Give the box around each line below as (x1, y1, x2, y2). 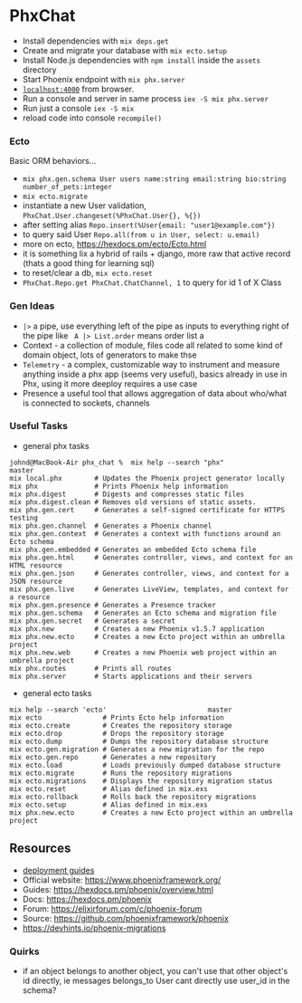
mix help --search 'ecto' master (9, 705, 232, 714)
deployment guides (22, 864, 95, 875)
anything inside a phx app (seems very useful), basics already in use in (22, 368, 288, 379)
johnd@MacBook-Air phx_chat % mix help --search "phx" (9, 458, 224, 467)
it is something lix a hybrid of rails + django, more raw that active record (22, 248, 291, 259)
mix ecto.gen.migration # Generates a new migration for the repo (9, 744, 265, 754)
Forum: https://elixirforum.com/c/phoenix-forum (22, 903, 203, 914)
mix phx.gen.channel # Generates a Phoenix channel (9, 521, 212, 530)
